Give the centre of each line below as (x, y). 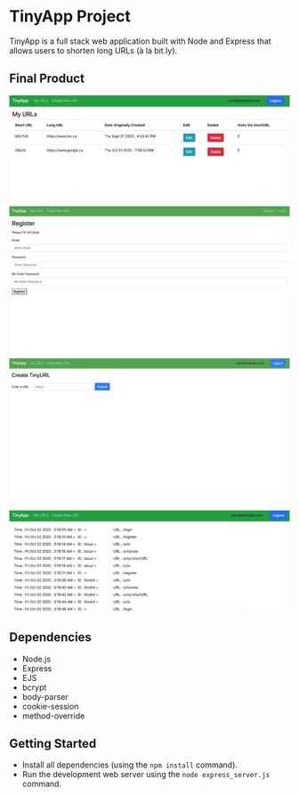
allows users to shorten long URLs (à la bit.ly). (93, 50)
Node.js (36, 659)
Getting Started (53, 744)
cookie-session (50, 706)
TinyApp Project (70, 16)
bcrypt (34, 687)
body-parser (45, 696)
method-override (53, 716)
